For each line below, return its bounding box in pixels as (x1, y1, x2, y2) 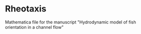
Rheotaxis (5, 3, 47, 14)
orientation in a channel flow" (5, 24, 64, 30)
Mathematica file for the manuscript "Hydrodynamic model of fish (5, 19, 137, 25)
